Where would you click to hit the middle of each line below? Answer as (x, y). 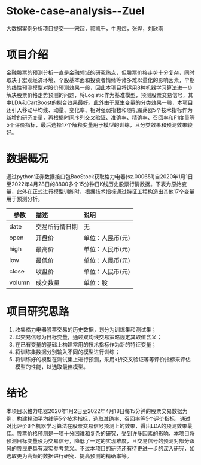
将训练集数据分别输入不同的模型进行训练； (67, 352)
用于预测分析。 (25, 199)
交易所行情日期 (57, 227)
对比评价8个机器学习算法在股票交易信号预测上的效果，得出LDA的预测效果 (97, 426)
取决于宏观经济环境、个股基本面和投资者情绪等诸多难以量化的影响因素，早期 (100, 80)
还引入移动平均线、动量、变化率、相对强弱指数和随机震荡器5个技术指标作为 (100, 110)
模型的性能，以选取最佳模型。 (51, 367)
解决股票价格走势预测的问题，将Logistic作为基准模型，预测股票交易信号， (97, 95)
